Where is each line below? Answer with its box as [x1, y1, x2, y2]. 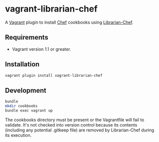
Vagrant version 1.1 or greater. [12, 46, 72, 52]
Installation [5, 60, 40, 69]
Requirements [5, 33, 48, 42]
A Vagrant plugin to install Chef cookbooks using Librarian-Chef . [5, 19, 134, 25]
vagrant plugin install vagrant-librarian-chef [5, 73, 103, 78]
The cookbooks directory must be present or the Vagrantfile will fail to [5, 117, 145, 123]
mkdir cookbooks [5, 104, 38, 109]
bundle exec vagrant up [5, 108, 53, 113]
